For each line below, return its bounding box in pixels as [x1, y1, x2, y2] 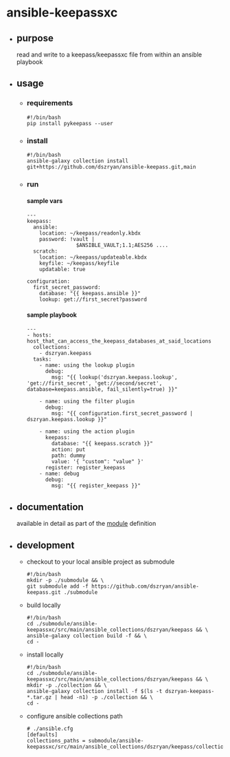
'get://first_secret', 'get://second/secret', [26, 380, 163, 387]
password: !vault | [39, 236, 95, 243]
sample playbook [26, 310, 77, 319]
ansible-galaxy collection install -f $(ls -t [26, 687, 163, 694]
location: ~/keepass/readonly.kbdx [39, 230, 141, 237]
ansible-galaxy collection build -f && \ [26, 632, 147, 639]
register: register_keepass [45, 465, 126, 471]
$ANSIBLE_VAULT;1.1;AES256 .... [76, 242, 169, 249]
